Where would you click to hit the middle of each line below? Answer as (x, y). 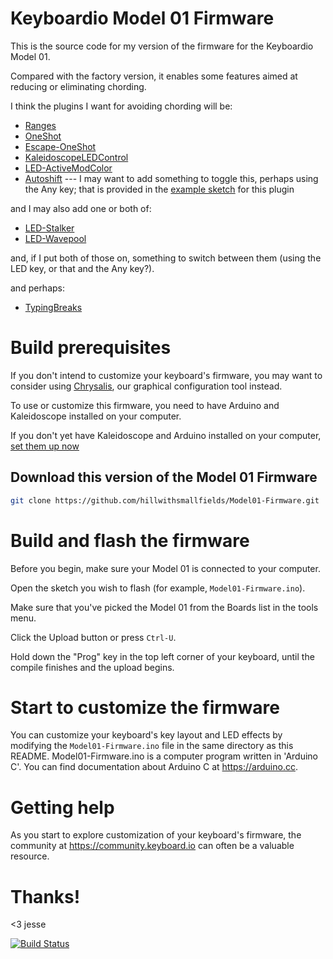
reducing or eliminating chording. (78, 86)
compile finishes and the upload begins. (92, 667)
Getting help (62, 807)
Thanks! (45, 896)
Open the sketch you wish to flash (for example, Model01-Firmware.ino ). (158, 588)
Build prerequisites (91, 348)
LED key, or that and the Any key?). (82, 268)
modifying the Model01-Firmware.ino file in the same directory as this (152, 746)
